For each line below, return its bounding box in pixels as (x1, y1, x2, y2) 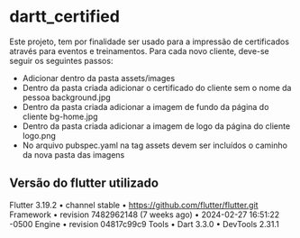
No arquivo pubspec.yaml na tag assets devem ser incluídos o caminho (22, 140, 288, 151)
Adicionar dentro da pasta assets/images (22, 72, 176, 83)
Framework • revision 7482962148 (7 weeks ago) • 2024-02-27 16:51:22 (9, 209, 280, 220)
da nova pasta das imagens (22, 149, 125, 160)
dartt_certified (9, 6, 120, 27)
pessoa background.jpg (22, 92, 111, 103)
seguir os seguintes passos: (9, 55, 114, 66)
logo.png (22, 130, 57, 141)
